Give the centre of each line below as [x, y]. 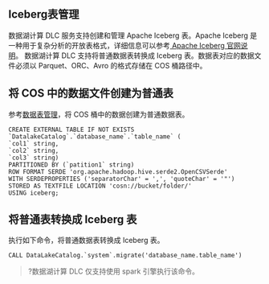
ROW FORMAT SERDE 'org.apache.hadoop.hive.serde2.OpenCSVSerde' [118, 171]
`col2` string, [34, 150]
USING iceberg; [34, 193]
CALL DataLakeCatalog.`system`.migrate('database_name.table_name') [125, 256]
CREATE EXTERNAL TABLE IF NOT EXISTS [71, 130]
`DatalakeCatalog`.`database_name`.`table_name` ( [95, 136]
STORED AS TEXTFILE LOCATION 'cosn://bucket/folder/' [100, 186]
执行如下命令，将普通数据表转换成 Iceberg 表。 [86, 241]
